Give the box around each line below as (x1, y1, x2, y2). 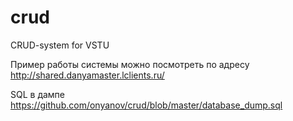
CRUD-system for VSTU (10, 39, 110, 51)
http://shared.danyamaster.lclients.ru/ (10, 69, 165, 81)
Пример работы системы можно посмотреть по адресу (10, 58, 250, 70)
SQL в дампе (10, 88, 66, 100)
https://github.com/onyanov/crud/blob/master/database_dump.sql (10, 99, 283, 111)
